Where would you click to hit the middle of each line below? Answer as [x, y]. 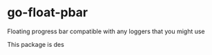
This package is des [36, 44]
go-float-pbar [48, 13]
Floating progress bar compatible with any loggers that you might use [106, 31]
